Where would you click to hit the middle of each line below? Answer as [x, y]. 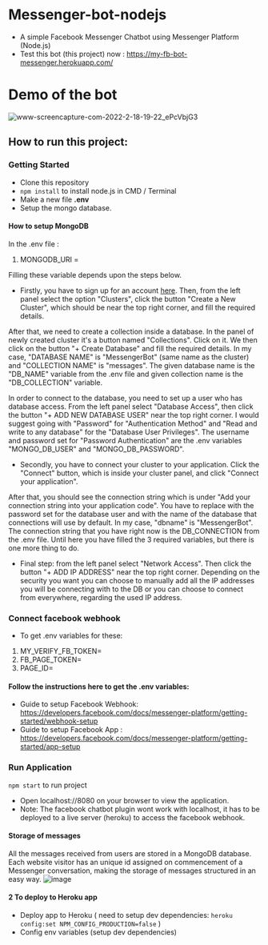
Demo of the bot [63, 95]
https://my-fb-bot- [157, 54]
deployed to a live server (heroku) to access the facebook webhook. [132, 817]
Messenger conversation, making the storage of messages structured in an [132, 871]
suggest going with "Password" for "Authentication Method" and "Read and [133, 423]
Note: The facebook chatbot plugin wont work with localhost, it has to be [140, 809]
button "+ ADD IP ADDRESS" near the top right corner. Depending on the [140, 572]
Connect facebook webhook [65, 618]
